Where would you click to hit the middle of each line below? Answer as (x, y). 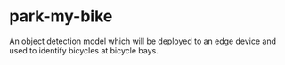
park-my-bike (61, 16)
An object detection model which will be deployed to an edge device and (142, 41)
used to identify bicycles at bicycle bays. (84, 50)
